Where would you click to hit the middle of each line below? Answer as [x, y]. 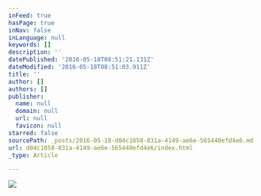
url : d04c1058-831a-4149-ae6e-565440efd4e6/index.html [101, 148]
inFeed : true [30, 15]
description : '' [35, 52]
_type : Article [33, 155]
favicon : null [38, 126]
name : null [33, 104]
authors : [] [28, 89]
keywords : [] [30, 45]
